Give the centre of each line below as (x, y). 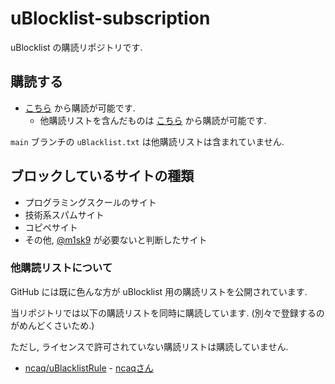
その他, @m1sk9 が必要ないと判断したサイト (116, 239)
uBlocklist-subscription (110, 18)
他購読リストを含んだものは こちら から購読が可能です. (153, 120)
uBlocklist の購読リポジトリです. (76, 47)
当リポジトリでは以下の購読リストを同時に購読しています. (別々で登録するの (167, 313)
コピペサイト (51, 227)
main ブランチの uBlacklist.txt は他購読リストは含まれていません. (147, 141)
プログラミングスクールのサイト (90, 202)
